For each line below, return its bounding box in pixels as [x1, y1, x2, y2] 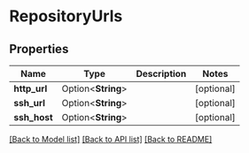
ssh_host [13, 111, 53, 123]
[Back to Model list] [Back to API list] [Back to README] [9, 134, 213, 144]
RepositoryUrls [9, 6, 123, 27]
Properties [9, 42, 69, 57]
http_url [13, 82, 48, 95]
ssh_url [13, 97, 46, 109]
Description [136, 68, 187, 80]
